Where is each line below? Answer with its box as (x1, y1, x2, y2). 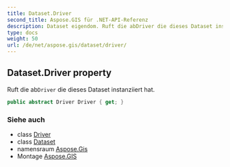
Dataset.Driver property (7, 67, 112, 79)
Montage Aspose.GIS (16, 152, 77, 160)
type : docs (7, 29, 38, 36)
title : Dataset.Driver (7, 10, 72, 17)
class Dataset (16, 138, 56, 146)
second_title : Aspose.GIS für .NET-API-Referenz (7, 16, 149, 23)
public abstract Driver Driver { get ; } (7, 99, 125, 105)
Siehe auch (7, 114, 46, 124)
